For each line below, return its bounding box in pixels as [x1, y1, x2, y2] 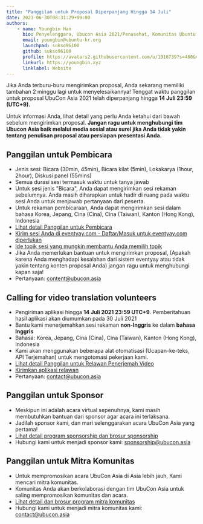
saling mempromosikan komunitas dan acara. [14, 491, 128, 499]
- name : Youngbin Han [17, 25, 71, 32]
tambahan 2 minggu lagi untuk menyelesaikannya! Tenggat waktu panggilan [6, 88, 196, 96]
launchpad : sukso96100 [22, 43, 80, 49]
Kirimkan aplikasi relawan [14, 367, 79, 373]
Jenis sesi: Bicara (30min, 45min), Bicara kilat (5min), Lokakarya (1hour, [14, 166, 194, 173]
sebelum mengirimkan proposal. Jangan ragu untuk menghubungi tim [6, 119, 183, 126]
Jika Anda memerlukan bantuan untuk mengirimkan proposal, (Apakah [14, 249, 191, 257]
